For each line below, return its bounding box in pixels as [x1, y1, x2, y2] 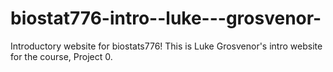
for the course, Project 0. [10, 50, 113, 62]
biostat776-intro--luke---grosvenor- [10, 7, 322, 30]
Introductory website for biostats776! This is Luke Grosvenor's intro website [10, 40, 323, 52]
